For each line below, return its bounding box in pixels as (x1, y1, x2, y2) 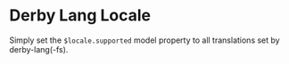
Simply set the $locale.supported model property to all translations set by (9, 35, 280, 45)
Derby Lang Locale (9, 5, 152, 26)
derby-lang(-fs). (9, 44, 69, 54)
